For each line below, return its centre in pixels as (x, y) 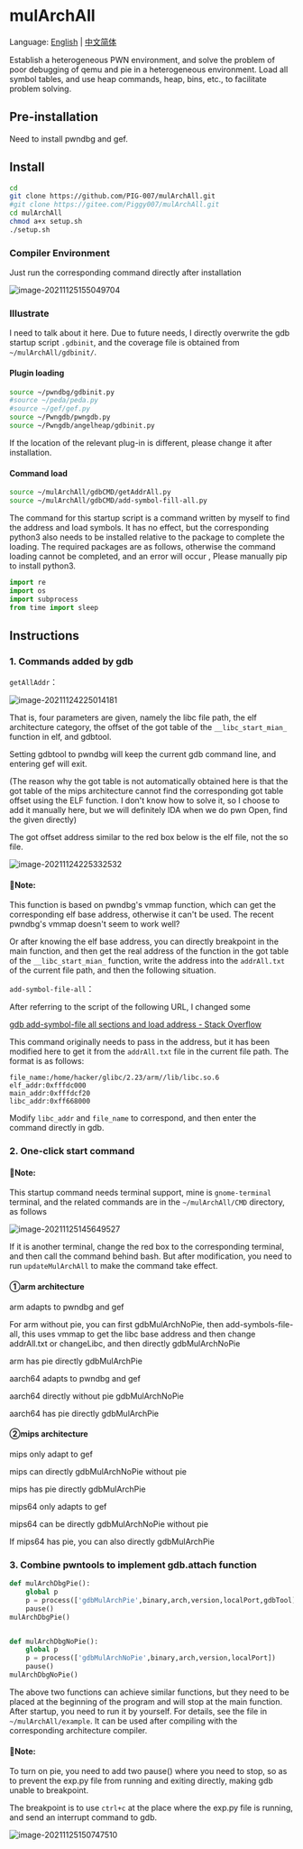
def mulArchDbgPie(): (50, 1584)
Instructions (44, 636)
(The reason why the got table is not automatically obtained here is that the (149, 781)
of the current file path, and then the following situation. (113, 970)
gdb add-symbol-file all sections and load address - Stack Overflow (136, 1024)
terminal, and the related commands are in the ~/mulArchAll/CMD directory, (147, 1202)
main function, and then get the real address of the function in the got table (149, 951)
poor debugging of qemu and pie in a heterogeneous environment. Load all (149, 69)
